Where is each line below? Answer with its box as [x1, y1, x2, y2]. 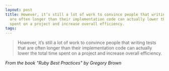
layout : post [5, 7, 33, 12]
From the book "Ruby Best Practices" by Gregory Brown [5, 60, 122, 66]
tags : [5, 26, 17, 31]
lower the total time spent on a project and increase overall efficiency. [17, 50, 162, 56]
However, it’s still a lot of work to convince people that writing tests [17, 39, 156, 45]
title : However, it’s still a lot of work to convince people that [5, 12, 150, 17]
